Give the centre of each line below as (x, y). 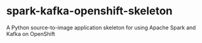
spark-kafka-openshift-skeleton (89, 11)
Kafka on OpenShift (31, 33)
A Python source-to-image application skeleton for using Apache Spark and (101, 27)
